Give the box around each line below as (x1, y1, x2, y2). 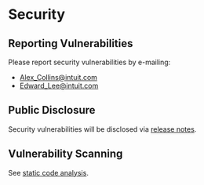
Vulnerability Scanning (8, 147, 123, 161)
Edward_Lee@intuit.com (19, 81, 99, 90)
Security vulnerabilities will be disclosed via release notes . (8, 124, 197, 134)
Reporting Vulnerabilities (8, 37, 133, 50)
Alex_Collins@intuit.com (19, 73, 98, 82)
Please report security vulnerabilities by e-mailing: (8, 57, 171, 67)
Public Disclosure (8, 103, 96, 117)
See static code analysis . (8, 168, 89, 177)
